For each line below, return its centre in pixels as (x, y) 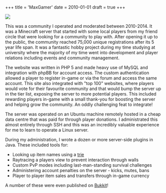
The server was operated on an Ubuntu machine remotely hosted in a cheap (83, 114)
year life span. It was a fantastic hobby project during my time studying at (80, 47)
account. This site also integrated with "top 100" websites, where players (80, 83)
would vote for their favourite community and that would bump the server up (83, 89)
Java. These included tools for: (37, 145)
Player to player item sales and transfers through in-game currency (81, 176)
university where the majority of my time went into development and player (82, 52)
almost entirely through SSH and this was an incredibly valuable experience (82, 125)
